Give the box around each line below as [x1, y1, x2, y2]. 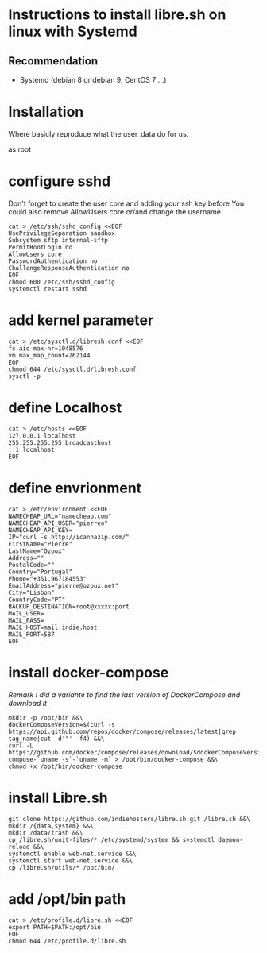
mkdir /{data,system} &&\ [8, 822, 94, 830]
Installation [8, 103, 84, 121]
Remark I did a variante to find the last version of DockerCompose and [8, 689, 241, 700]
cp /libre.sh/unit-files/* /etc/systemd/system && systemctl [8, 835, 215, 843]
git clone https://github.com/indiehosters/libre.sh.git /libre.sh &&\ [8, 815, 250, 823]
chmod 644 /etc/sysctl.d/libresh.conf [8, 365, 137, 373]
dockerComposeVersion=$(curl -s [8, 720, 115, 728]
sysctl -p [8, 372, 41, 380]
